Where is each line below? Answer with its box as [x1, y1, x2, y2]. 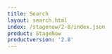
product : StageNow [7, 29, 61, 37]
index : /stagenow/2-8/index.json [7, 23, 106, 30]
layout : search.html [7, 17, 68, 24]
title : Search [7, 10, 49, 18]
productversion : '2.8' [7, 36, 74, 43]
